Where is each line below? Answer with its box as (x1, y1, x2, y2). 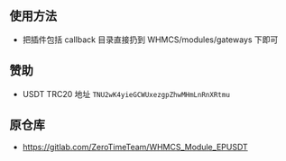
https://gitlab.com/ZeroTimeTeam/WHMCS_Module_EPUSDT (22, 142, 248, 153)
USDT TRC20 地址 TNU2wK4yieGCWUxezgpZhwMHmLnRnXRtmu (22, 88, 230, 99)
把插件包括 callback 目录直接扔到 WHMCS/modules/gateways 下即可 (22, 34, 279, 45)
